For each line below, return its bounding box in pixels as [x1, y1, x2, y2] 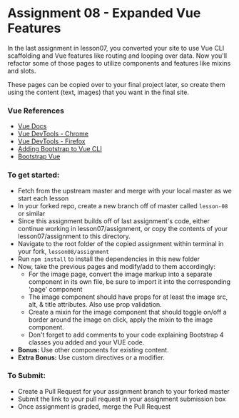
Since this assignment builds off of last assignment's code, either [17, 216, 210, 225]
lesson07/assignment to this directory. [17, 232, 131, 240]
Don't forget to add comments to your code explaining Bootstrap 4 [28, 330, 224, 339]
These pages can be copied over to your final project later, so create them [7, 80, 225, 88]
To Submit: [7, 371, 46, 381]
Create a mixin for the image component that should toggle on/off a [28, 307, 227, 316]
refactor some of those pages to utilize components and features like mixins [7, 58, 231, 67]
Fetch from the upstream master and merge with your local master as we [17, 186, 232, 195]
